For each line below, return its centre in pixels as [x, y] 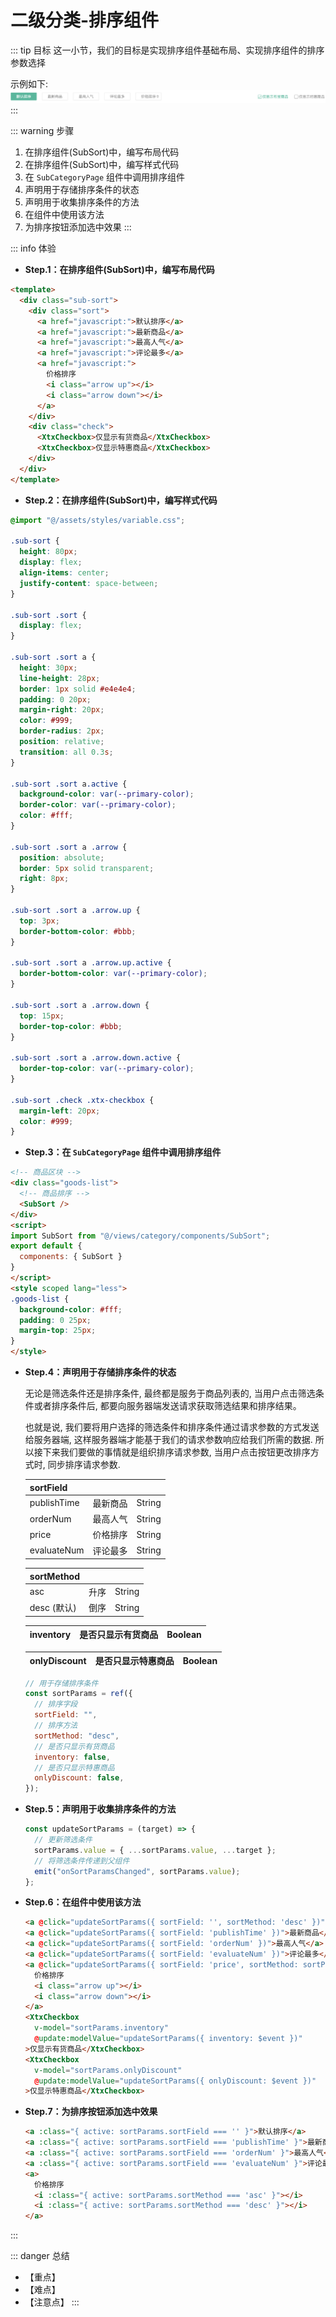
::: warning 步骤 [42, 131]
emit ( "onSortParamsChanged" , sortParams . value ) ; [137, 1871]
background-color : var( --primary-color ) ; [107, 794]
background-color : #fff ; [71, 1309]
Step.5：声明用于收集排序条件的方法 [100, 1809]
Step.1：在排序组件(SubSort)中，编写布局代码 [119, 270]
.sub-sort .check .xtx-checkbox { [82, 1100]
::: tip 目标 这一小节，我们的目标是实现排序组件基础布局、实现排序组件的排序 [167, 50]
